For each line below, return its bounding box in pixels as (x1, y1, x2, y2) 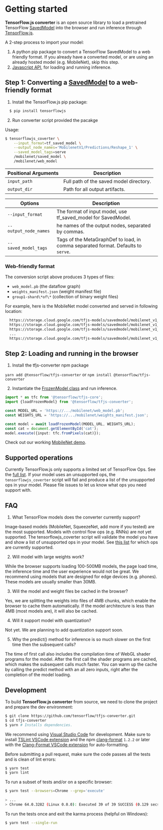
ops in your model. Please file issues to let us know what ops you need (5, 482, 147, 488)
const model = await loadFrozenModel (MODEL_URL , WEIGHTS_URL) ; (5, 422, 136, 426)
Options (20, 200, 39, 207)
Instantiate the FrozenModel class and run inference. (12, 386, 118, 391)
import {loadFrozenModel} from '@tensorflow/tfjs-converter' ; (5, 400, 133, 405)
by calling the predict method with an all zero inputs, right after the (5, 667, 138, 673)
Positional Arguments (7, 170, 59, 176)
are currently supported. (5, 544, 54, 550)
